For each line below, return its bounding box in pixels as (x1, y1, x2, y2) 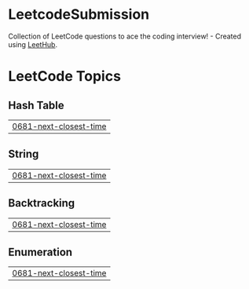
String (8, 148, 39, 161)
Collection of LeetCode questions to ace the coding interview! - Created (8, 31, 242, 41)
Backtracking (8, 196, 75, 210)
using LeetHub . (8, 39, 57, 49)
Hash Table (8, 98, 64, 112)
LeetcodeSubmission (8, 5, 150, 24)
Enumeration (8, 245, 73, 258)
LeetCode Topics (8, 68, 122, 86)
